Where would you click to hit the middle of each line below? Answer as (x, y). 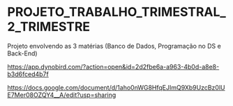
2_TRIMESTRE (49, 27)
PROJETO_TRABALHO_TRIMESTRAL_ (117, 12)
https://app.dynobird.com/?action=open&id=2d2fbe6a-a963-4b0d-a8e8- (113, 67)
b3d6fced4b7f (28, 74)
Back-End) (22, 53)
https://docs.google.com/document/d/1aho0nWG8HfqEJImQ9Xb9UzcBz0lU (116, 87)
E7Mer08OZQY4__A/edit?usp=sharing (62, 95)
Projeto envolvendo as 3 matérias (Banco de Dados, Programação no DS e (114, 46)
